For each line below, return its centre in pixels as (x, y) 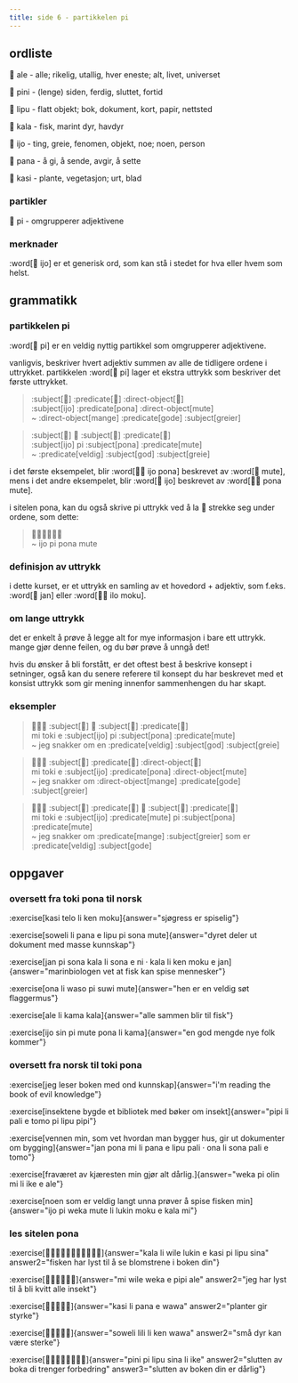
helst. (19, 273)
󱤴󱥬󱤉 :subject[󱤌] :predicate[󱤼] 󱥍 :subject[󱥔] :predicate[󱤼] (134, 807)
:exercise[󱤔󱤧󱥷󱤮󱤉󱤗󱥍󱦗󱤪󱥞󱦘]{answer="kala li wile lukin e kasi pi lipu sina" (139, 1252)
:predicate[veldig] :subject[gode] (92, 845)
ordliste (31, 54)
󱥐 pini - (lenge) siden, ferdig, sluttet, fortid (86, 92)
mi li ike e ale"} (36, 1184)
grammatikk (43, 300)
